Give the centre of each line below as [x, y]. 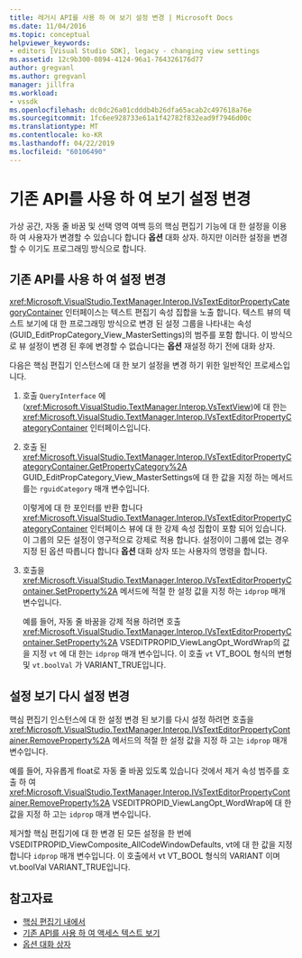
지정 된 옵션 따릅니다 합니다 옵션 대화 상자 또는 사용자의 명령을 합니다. [145, 552]
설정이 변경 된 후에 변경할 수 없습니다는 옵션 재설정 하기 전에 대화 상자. [152, 346]
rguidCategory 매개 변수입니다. [95, 488]
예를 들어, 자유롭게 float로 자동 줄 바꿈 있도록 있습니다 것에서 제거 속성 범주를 [145, 771]
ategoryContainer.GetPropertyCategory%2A [105, 467]
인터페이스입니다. [120, 428]
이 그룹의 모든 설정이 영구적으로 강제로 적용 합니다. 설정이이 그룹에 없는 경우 [156, 540]
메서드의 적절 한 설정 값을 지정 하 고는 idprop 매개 [200, 741]
